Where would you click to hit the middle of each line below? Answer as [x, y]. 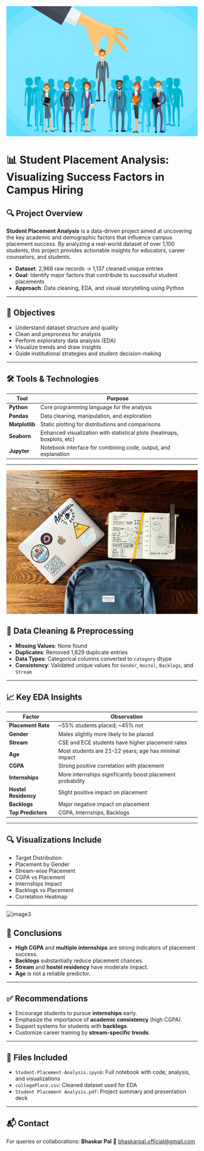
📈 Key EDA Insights [44, 697]
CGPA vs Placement [40, 877]
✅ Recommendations [47, 998]
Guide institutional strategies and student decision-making [88, 353]
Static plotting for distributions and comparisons [100, 424]
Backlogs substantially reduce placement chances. [79, 961]
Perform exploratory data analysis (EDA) [66, 340]
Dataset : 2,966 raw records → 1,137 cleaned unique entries [89, 269]
